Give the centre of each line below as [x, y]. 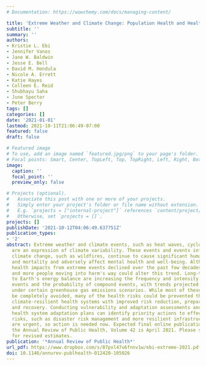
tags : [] [17, 109]
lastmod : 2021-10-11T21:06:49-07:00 [53, 126]
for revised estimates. [42, 336]
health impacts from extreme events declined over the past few [96, 267]
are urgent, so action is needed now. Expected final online [92, 325]
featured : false [27, 132]
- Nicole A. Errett [31, 74]
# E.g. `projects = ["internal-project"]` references [79, 210]
